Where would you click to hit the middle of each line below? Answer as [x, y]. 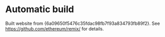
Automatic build [40, 9]
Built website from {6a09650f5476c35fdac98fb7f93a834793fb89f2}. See [82, 23]
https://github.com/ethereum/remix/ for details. [55, 28]
